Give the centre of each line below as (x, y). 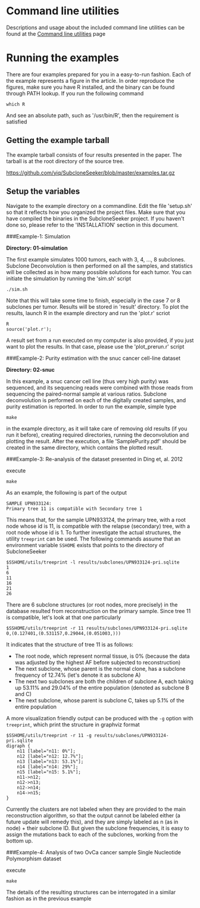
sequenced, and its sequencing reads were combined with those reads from (100, 387)
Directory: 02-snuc (31, 369)
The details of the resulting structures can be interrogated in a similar (91, 892)
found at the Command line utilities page (56, 33)
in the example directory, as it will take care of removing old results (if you (97, 428)
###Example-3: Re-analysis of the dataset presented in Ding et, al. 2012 (95, 459)
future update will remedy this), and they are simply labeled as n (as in (92, 822)
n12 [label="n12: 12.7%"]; (50, 756)
